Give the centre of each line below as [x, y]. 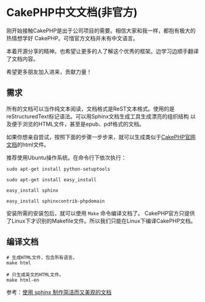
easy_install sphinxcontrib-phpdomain [56, 201]
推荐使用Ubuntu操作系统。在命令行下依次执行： [67, 157]
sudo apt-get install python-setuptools [59, 169]
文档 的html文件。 [28, 145]
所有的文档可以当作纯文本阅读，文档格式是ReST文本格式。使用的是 [91, 109]
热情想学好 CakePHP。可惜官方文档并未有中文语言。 [72, 38]
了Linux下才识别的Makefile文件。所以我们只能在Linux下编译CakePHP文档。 [101, 221]
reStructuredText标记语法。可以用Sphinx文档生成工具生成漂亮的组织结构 [98, 116]
